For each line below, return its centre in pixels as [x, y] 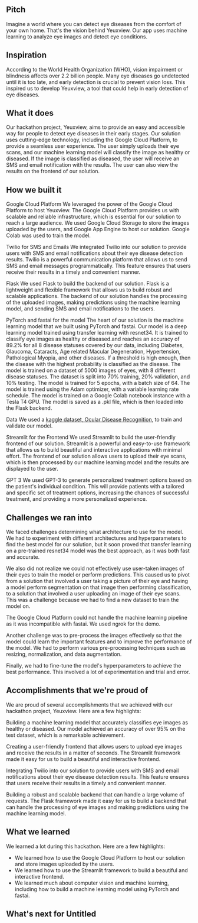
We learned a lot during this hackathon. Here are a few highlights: [86, 846]
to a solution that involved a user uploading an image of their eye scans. [93, 594]
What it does [30, 113]
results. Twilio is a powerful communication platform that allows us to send [97, 260]
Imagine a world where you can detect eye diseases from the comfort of [94, 24]
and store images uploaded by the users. [64, 864]
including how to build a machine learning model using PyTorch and [97, 889]
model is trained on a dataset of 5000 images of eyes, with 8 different [91, 370]
